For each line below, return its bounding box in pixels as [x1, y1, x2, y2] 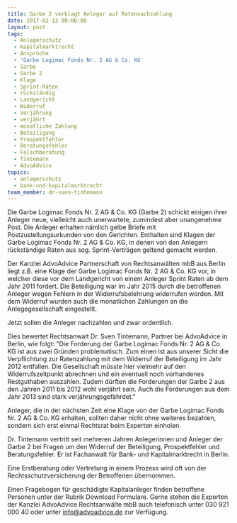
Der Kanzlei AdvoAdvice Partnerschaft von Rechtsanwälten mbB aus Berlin [7, 260, 226, 268]
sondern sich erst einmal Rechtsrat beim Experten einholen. [7, 422, 182, 430]
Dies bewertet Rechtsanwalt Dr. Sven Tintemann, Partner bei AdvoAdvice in [7, 332, 228, 341]
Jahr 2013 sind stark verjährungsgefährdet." [7, 392, 136, 401]
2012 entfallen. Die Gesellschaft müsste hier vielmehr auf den [7, 363, 186, 371]
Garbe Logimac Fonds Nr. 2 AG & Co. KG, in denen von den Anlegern [7, 238, 209, 247]
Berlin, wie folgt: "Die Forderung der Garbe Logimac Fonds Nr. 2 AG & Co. [7, 340, 222, 348]
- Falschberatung [13, 149, 65, 156]
